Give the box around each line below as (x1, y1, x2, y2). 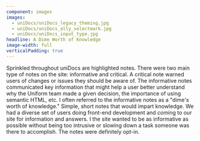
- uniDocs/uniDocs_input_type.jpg (11, 31, 98, 37)
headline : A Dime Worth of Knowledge (6, 37, 101, 43)
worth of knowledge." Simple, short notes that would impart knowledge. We (6, 103, 194, 110)
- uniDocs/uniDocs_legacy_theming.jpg (11, 20, 110, 26)
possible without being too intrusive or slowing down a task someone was (6, 121, 190, 129)
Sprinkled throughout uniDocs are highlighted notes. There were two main (6, 64, 190, 71)
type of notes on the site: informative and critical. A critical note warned (6, 70, 185, 78)
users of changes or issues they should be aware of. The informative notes (6, 77, 192, 84)
